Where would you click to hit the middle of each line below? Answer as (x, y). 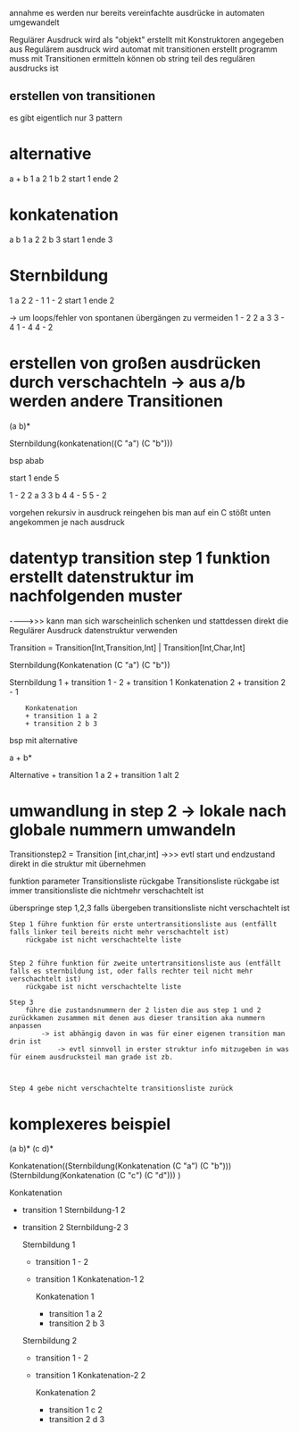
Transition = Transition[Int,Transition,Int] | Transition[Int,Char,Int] (127, 648)
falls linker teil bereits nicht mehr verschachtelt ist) (119, 933)
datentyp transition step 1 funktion (140, 558)
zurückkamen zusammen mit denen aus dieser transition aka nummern (137, 1018)
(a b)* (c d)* (31, 1149)
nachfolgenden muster (96, 595)
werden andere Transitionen (116, 401)
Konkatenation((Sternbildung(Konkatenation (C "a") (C (109, 1166)
